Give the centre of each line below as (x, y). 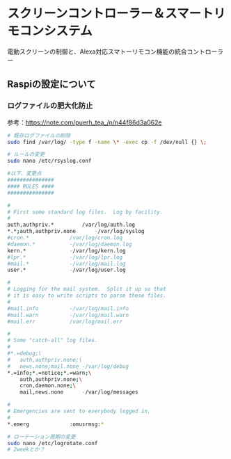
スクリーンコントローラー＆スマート (110, 14)
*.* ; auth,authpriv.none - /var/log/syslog (76, 232)
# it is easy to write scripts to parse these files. (87, 296)
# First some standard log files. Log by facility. (85, 212)
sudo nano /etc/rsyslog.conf (49, 161)
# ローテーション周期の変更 (41, 437)
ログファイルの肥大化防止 (50, 106)
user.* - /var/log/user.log (67, 270)
